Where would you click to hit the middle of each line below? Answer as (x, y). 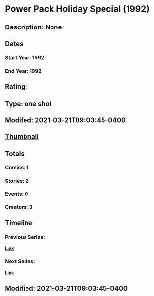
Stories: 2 (17, 181)
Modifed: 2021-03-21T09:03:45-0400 (65, 120)
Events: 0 (17, 194)
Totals (15, 153)
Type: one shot (28, 103)
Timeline (19, 223)
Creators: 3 (19, 207)
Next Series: (20, 261)
